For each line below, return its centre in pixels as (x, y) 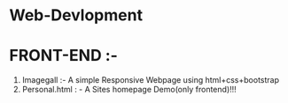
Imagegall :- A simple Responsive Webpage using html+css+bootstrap (150, 80)
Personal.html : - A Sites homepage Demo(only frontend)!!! (129, 90)
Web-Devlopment (76, 15)
